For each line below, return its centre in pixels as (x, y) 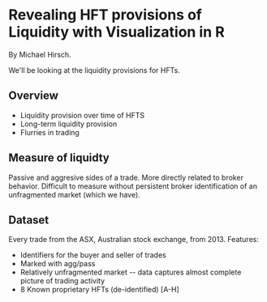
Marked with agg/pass (58, 264)
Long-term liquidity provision (69, 124)
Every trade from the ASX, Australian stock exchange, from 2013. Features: (134, 240)
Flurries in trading (50, 132)
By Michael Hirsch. (40, 54)
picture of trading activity (62, 281)
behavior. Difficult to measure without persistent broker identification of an (133, 186)
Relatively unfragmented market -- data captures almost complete (131, 272)
